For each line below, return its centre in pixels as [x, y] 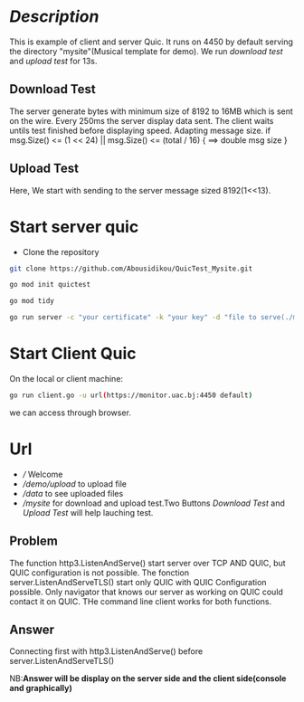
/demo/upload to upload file [75, 484]
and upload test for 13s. [53, 61]
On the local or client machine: [66, 378]
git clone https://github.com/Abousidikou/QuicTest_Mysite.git [131, 269]
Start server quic [74, 227]
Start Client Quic [73, 354]
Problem [34, 541]
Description [54, 17]
